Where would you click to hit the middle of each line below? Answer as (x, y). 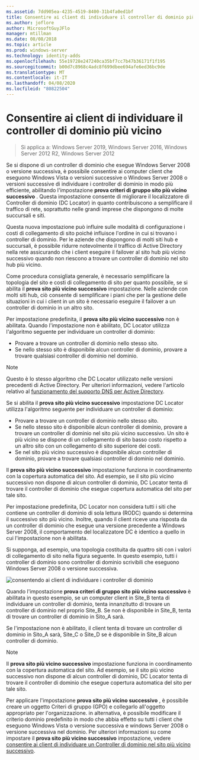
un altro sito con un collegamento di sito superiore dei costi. (88, 446)
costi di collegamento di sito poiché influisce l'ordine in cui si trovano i (92, 233)
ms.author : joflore (30, 23)
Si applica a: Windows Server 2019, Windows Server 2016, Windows (104, 147)
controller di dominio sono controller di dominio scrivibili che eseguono (93, 562)
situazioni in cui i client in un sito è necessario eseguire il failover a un (91, 301)
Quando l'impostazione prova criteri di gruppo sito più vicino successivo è (99, 591)
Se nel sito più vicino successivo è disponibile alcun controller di (93, 452)
